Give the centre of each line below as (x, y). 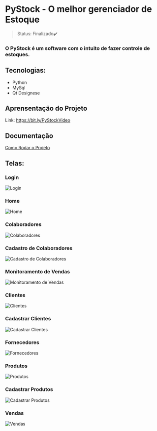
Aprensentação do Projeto (46, 108)
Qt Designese (26, 93)
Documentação (29, 136)
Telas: (15, 163)
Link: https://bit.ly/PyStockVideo (38, 120)
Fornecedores (22, 342)
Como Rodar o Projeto (28, 148)
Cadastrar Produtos (29, 389)
